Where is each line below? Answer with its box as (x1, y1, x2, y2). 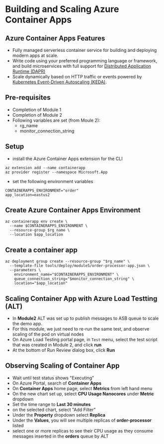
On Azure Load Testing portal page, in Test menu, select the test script (12, 337, 158, 343)
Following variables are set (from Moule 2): (12, 117, 100, 123)
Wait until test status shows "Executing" (12, 375, 94, 381)
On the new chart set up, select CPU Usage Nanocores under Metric (12, 391, 154, 397)
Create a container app (5, 245, 78, 254)
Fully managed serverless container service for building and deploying (12, 47, 157, 53)
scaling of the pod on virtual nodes (12, 331, 84, 337)
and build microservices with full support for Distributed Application (12, 63, 152, 69)
